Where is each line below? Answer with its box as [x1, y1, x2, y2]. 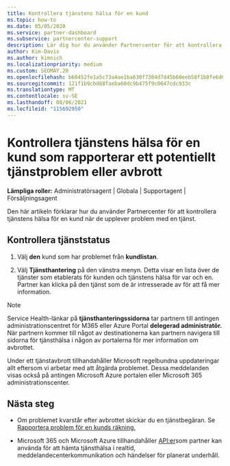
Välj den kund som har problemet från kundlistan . [16, 253, 159, 261]
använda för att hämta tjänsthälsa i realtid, [16, 444, 136, 452]
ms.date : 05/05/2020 [7, 23, 66, 29]
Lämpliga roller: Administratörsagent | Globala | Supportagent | [7, 186, 186, 195]
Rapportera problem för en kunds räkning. [16, 424, 136, 432]
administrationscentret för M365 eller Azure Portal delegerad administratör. [7, 321, 222, 329]
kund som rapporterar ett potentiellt [7, 149, 216, 165]
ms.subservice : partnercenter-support [7, 36, 118, 42]
